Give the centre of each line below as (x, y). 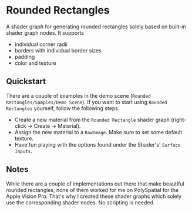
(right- (179, 120)
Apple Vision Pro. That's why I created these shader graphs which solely (94, 196)
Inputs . (23, 151)
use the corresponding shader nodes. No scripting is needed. (80, 202)
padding (25, 57)
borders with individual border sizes (58, 50)
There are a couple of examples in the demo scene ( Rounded (78, 95)
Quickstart (26, 82)
